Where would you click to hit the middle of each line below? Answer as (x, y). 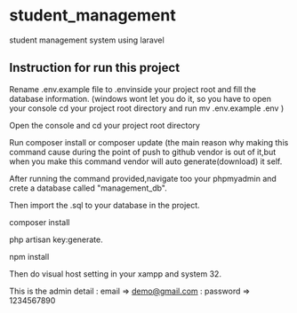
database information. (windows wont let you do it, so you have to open (140, 98)
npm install (29, 256)
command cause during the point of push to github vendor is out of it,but (143, 152)
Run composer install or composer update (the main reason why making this (149, 142)
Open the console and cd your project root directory (104, 125)
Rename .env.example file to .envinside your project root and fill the (132, 89)
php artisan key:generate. (56, 239)
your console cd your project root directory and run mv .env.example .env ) (147, 108)
